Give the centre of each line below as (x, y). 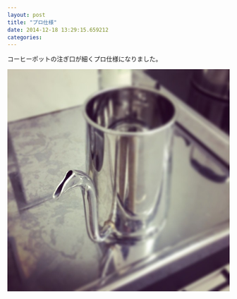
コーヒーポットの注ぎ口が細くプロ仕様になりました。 (85, 59)
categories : (25, 37)
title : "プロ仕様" (32, 22)
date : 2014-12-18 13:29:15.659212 (58, 30)
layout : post (26, 15)
